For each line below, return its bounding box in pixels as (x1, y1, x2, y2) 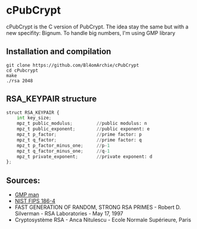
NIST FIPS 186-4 (14, 198, 56, 205)
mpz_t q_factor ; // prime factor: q (17, 137, 142, 143)
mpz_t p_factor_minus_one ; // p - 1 (17, 143, 110, 149)
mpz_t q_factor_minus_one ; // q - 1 (17, 148, 110, 154)
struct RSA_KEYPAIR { (6, 109, 60, 115)
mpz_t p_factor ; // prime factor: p (17, 131, 142, 138)
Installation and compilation (6, 47, 112, 57)
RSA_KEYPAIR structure (6, 94, 97, 104)
